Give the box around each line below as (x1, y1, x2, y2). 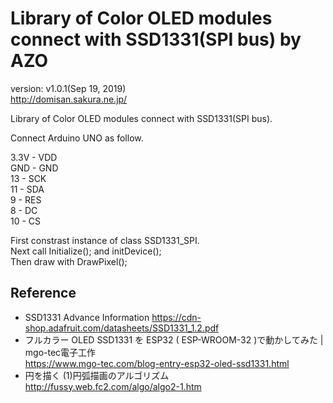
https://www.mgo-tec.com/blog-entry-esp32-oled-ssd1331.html (24, 357, 290, 369)
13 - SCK (10, 172, 47, 184)
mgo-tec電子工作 (24, 346, 97, 358)
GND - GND (10, 162, 59, 174)
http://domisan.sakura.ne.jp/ (10, 93, 128, 105)
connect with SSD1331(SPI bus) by (10, 28, 302, 51)
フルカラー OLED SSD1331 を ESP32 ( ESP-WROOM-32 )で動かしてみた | (24, 333, 324, 346)
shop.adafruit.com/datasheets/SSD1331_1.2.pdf (24, 322, 220, 334)
